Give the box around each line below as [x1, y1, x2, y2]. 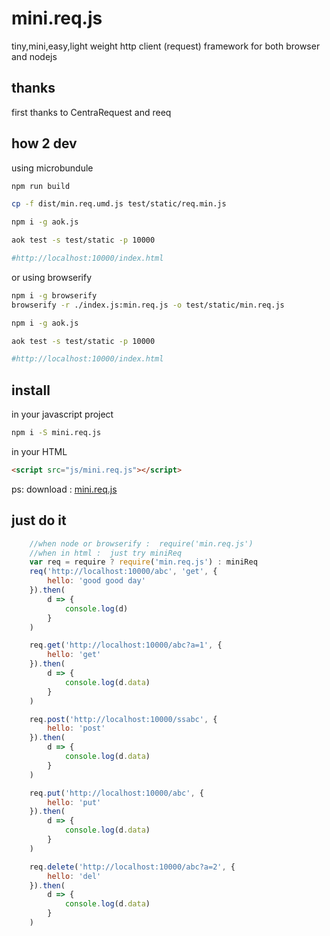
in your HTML [11, 446, 68, 457]
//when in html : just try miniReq [29, 548, 183, 558]
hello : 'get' [47, 650, 102, 660]
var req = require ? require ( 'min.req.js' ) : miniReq [29, 557, 258, 567]
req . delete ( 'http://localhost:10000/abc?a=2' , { [29, 862, 236, 872]
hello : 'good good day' [47, 576, 146, 586]
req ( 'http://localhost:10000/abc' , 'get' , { [29, 567, 218, 577]
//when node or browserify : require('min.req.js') [29, 538, 254, 549]
